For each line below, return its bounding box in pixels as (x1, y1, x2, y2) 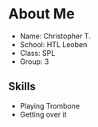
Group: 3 (19, 57, 49, 66)
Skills (8, 80, 36, 93)
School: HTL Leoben (19, 39, 88, 49)
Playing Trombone (19, 101, 80, 110)
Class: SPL (19, 48, 56, 58)
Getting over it (19, 109, 67, 119)
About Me (8, 5, 75, 23)
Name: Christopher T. (19, 31, 91, 41)
